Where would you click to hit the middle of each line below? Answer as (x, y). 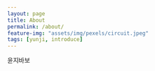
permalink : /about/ (36, 26)
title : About (26, 20)
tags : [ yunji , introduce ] (45, 40)
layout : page (26, 14)
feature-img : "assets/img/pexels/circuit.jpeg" (78, 33)
